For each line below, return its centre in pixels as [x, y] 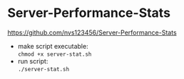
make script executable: [53, 46]
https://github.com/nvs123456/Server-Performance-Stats [92, 32]
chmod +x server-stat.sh [55, 54]
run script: [33, 61]
